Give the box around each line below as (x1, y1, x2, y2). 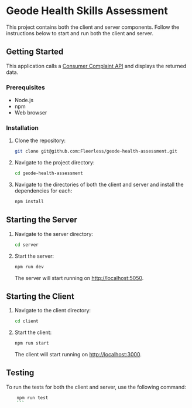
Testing (6, 368, 35, 378)
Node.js (14, 97, 34, 104)
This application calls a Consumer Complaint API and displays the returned (6, 62, 187, 69)
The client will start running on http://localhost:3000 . (14, 351, 142, 358)
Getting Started (6, 47, 64, 57)
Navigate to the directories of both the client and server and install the (14, 181, 184, 188)
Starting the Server (6, 215, 78, 225)
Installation (6, 123, 39, 131)
